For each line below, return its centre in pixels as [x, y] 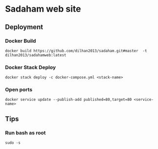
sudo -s [13, 143]
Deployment [24, 27]
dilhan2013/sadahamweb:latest [36, 55]
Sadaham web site [43, 9]
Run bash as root [26, 132]
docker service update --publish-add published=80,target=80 [69, 100]
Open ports [19, 90]
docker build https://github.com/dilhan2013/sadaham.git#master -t [76, 51]
